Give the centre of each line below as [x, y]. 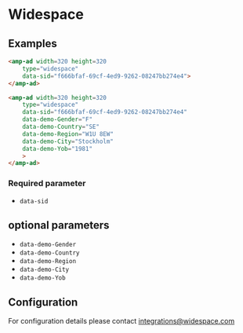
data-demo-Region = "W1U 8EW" [68, 134]
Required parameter [47, 184]
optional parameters [59, 225]
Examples [33, 44]
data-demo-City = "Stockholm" [68, 141]
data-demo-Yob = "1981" [57, 148]
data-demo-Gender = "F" [57, 119]
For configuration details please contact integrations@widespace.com [121, 321]
